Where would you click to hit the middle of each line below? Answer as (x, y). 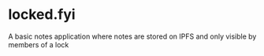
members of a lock (39, 44)
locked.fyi (42, 15)
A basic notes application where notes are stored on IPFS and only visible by (132, 36)
